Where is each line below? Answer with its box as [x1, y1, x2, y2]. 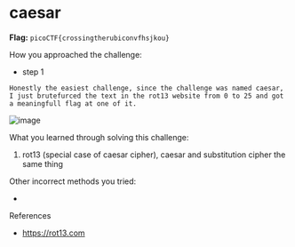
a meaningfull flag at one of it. [9, 99, 138, 108]
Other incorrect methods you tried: [9, 176, 137, 187]
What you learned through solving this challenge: [9, 131, 189, 142]
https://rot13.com [21, 227, 86, 238]
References [9, 210, 52, 220]
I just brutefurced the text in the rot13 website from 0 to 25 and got [9, 92, 284, 100]
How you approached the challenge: [9, 49, 142, 60]
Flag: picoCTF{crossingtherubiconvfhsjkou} [9, 32, 171, 43]
